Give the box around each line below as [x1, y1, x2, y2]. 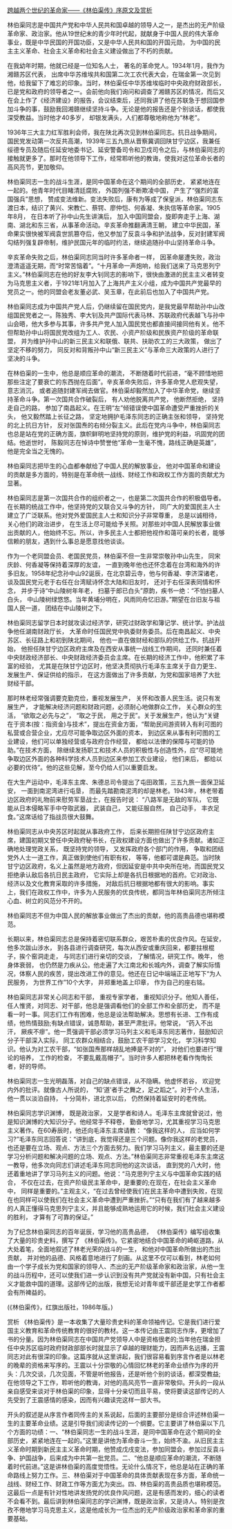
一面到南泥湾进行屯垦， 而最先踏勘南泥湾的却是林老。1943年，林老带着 [20, 787, 224, 795]
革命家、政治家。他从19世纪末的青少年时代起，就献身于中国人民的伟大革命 [7, 30, 220, 37]
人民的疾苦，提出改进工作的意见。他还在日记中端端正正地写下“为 [30, 970, 216, 977]
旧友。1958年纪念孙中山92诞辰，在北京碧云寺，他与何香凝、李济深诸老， [12, 569, 222, 577]
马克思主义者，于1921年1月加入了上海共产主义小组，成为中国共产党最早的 [12, 279, 222, 287]
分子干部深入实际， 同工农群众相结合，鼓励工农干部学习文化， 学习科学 [7, 1036, 211, 1045]
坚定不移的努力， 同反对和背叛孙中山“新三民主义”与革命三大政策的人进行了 [7, 346, 220, 353]
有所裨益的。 [12, 1288, 50, 1296]
